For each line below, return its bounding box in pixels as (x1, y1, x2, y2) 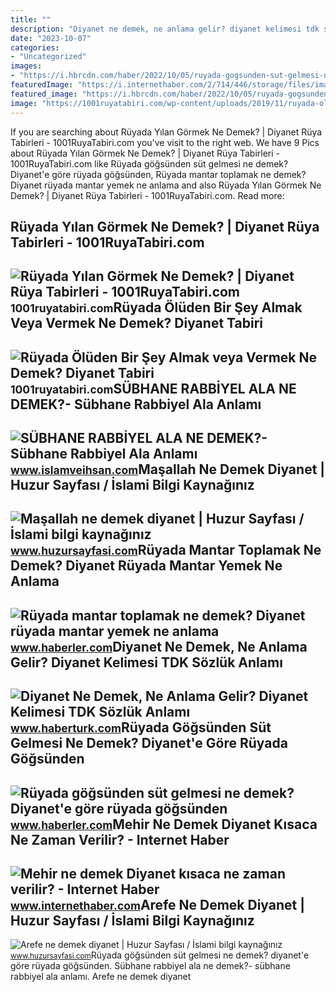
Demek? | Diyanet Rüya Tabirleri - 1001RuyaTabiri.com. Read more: (10, 189, 285, 201)
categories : (10, 42, 60, 53)
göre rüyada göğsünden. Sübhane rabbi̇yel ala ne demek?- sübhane (10, 960, 291, 972)
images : (10, 61, 43, 71)
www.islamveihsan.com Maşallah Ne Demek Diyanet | (10, 461, 326, 478)
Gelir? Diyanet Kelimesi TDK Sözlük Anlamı (10, 654, 283, 671)
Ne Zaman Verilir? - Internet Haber (10, 831, 230, 848)
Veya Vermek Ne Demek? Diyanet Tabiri (10, 315, 263, 332)
